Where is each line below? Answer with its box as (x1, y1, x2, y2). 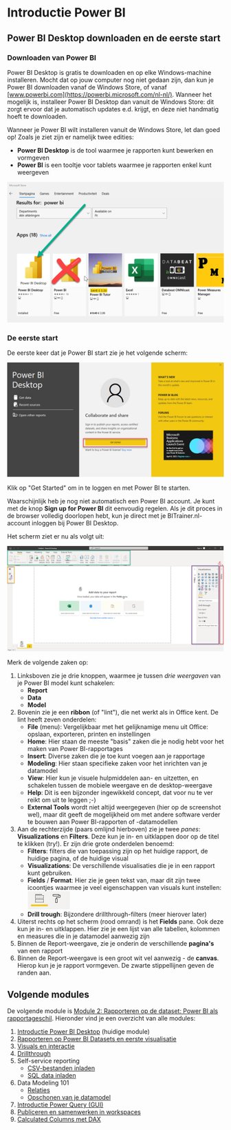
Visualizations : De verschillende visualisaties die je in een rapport (27, 862, 215, 870)
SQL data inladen (27, 1072, 76, 1080)
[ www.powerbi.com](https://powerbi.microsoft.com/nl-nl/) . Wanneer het (7, 90, 212, 98)
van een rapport (16, 947, 63, 955)
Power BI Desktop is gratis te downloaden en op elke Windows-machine (7, 68, 212, 76)
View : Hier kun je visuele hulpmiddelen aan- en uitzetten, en (27, 774, 199, 782)
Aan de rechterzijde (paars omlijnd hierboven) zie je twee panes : (16, 825, 201, 834)
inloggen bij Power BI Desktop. (32, 519, 119, 528)
